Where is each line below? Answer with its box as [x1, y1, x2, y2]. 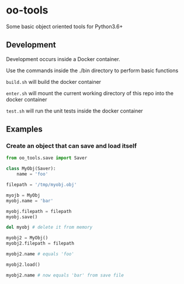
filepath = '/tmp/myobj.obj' [6, 182, 77, 188]
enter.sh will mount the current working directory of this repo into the [6, 89, 174, 97]
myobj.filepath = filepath [6, 208, 72, 214]
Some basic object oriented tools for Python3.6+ [6, 23, 123, 30]
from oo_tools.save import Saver [6, 155, 88, 161]
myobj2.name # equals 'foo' [6, 251, 75, 257]
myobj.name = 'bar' [6, 198, 54, 204]
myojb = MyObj [6, 192, 41, 198]
